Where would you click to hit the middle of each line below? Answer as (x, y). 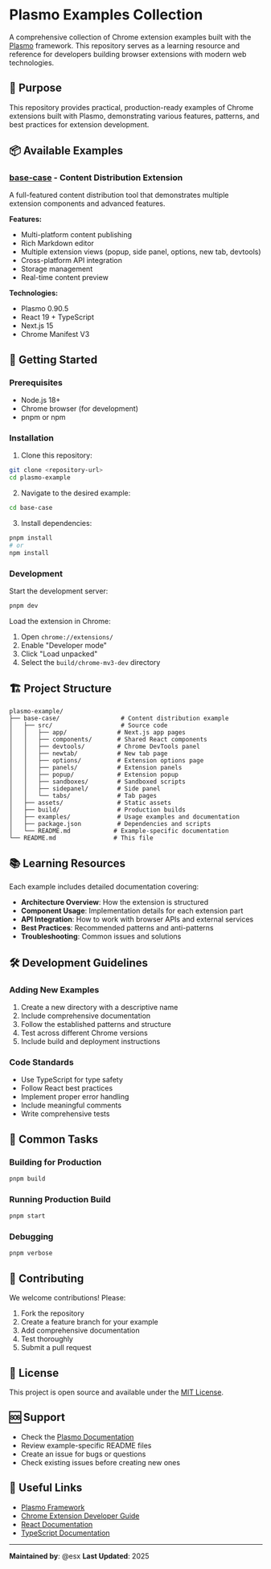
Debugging (31, 1237)
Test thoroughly (47, 1339)
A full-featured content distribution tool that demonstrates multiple (119, 195)
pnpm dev (24, 606)
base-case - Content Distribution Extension (96, 178)
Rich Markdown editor (57, 244)
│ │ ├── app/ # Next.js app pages (97, 732)
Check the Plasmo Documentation (77, 1436)
